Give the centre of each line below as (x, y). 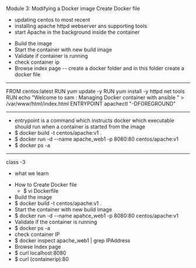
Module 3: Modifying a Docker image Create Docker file (73, 8)
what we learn (32, 173)
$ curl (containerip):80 (41, 259)
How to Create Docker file (45, 185)
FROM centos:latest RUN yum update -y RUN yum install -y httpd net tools (95, 91)
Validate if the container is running (56, 222)
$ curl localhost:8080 (40, 253)
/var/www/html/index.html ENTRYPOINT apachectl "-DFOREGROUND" (91, 104)
